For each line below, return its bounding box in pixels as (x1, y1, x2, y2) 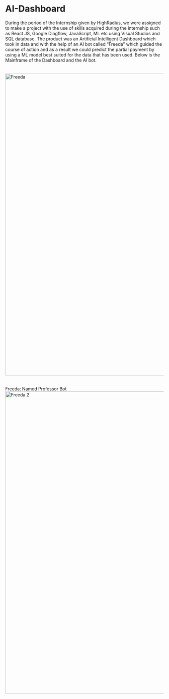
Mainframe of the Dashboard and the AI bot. (5, 57, 97, 63)
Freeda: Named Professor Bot (5, 386, 67, 392)
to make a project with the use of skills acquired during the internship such (5, 25, 160, 31)
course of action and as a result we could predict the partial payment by (5, 46, 154, 52)
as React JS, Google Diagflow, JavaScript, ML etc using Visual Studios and (5, 30, 160, 36)
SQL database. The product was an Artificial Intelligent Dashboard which (5, 36, 156, 42)
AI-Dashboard (5, 3, 66, 15)
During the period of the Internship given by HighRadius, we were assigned (5, 20, 161, 26)
